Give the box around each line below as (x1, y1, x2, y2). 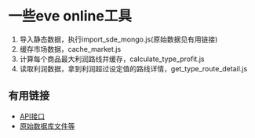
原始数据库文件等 (19, 121, 75, 130)
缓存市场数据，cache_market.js (19, 44, 122, 53)
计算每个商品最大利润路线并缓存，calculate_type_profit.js (19, 54, 205, 64)
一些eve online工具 (8, 7, 132, 25)
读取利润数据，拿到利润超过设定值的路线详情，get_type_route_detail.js (19, 64, 248, 73)
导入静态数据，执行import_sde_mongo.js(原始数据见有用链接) (19, 34, 218, 44)
